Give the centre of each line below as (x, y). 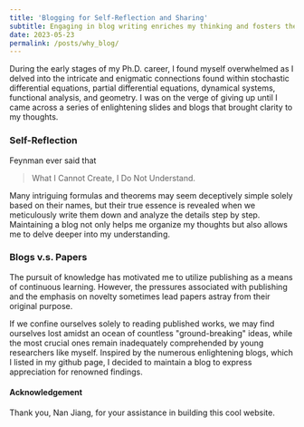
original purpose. (41, 306)
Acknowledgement (46, 393)
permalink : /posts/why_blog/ (64, 43)
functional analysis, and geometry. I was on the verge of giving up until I (143, 98)
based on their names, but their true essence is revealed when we (133, 205)
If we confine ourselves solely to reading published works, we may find (142, 324)
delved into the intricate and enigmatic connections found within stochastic (149, 79)
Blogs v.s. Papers (48, 257)
